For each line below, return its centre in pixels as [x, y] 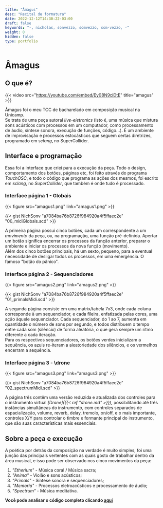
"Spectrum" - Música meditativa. [45, 491]
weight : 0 [15, 32]
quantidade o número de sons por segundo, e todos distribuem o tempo [77, 324]
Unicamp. [15, 114]
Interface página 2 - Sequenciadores [49, 274]
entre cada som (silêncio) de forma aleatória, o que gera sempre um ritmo [79, 330]
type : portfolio [21, 41]
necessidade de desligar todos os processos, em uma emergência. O [74, 256]
